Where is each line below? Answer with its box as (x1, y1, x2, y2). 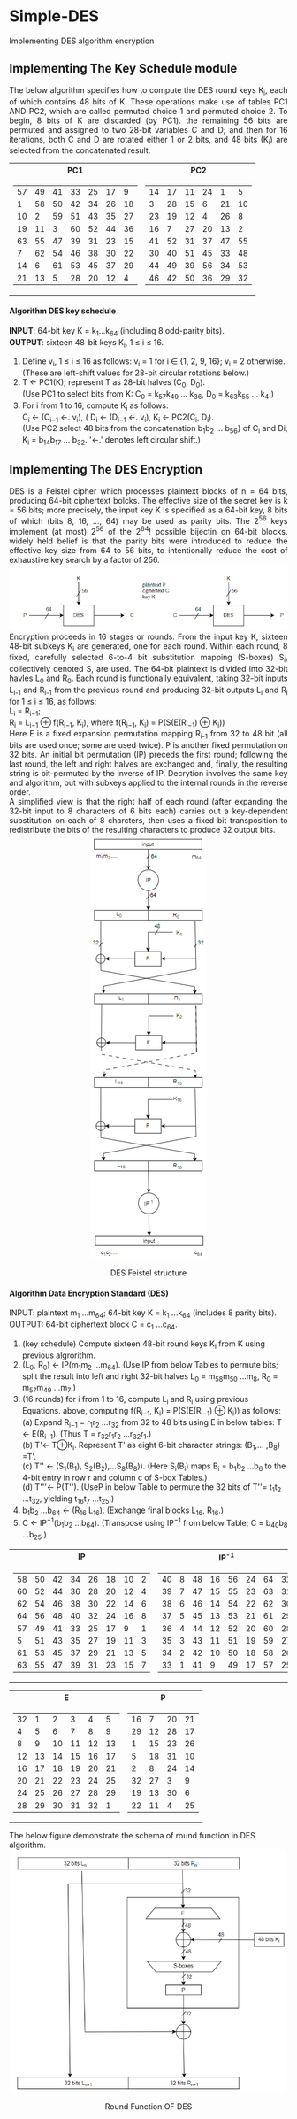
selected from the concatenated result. (9, 145, 151, 156)
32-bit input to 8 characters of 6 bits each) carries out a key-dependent (9, 805, 288, 816)
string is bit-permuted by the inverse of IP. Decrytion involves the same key (9, 768, 288, 779)
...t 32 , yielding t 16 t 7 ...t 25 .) (21, 1493, 115, 1506)
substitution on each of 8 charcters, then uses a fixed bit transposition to (9, 815, 288, 826)
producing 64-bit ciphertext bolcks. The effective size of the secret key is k (9, 495, 288, 505)
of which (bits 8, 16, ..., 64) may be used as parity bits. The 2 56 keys (9, 513, 289, 526)
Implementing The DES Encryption (9, 462, 203, 477)
